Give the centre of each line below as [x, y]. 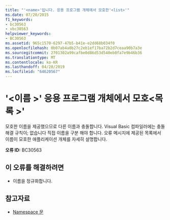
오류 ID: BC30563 [24, 150]
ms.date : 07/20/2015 [27, 15]
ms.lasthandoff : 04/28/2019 [35, 67]
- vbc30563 [17, 29]
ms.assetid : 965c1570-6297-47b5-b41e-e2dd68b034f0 [60, 43]
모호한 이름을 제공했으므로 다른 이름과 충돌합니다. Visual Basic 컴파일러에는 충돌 [85, 126]
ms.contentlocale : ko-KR [32, 62]
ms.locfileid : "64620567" [33, 72]
